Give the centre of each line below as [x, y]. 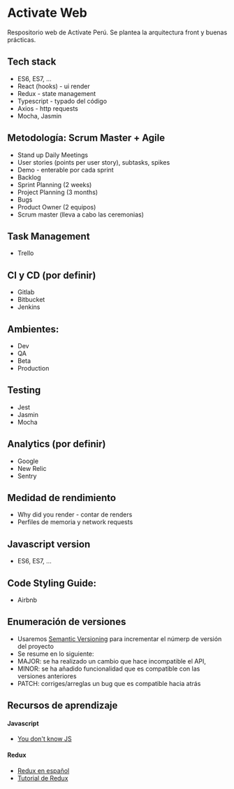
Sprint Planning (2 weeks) [54, 184]
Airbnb [27, 600]
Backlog [29, 177]
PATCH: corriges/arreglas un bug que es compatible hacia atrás [109, 683]
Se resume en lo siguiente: [56, 654]
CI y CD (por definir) [52, 275]
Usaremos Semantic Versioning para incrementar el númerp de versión [119, 638]
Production [33, 368]
